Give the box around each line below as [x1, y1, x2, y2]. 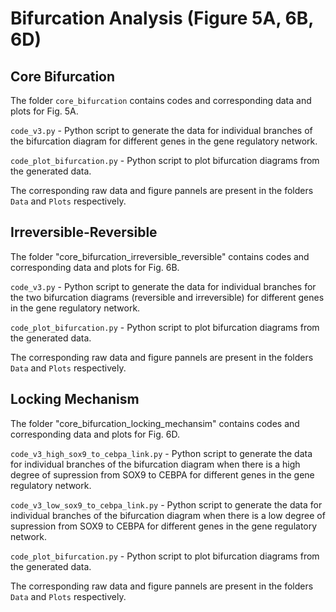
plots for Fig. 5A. [10, 105, 79, 117]
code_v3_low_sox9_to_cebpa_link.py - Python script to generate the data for [10, 498, 323, 511]
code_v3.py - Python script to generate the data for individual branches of [10, 125, 313, 136]
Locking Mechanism [10, 391, 140, 408]
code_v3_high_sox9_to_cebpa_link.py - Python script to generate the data [10, 447, 313, 459]
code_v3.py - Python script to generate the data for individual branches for [10, 280, 317, 292]
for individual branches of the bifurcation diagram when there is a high [10, 458, 301, 470]
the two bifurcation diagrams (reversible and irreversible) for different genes [10, 291, 325, 303]
